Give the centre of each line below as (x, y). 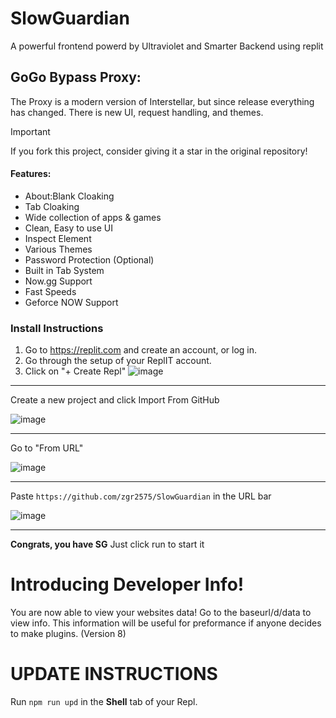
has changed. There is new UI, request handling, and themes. (137, 112)
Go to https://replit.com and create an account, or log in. (141, 350)
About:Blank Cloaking (69, 196)
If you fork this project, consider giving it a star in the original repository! (159, 151)
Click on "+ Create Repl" (75, 371)
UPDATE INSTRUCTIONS (114, 674)
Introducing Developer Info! (127, 584)
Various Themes (58, 249)
